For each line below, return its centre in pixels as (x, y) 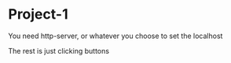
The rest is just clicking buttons (59, 51)
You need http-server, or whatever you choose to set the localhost (115, 36)
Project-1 (38, 14)
